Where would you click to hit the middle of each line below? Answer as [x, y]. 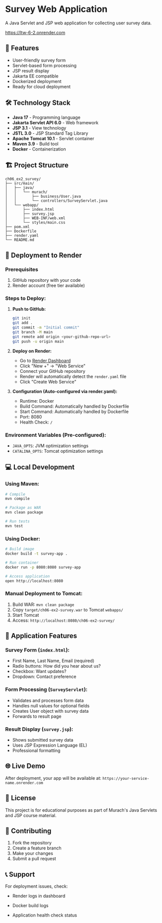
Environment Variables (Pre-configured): [56, 435]
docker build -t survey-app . [37, 554]
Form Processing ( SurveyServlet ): [46, 689]
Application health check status [44, 915]
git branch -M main [33, 332]
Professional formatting [36, 750]
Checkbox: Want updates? [39, 671]
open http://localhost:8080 [34, 581]
